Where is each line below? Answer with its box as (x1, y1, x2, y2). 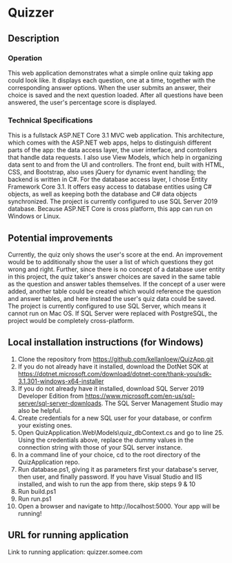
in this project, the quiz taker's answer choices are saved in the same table (8, 272, 220, 281)
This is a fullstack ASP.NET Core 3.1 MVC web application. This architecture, (8, 131, 225, 140)
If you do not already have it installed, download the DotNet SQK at (17, 362, 209, 371)
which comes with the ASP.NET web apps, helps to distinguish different (8, 138, 211, 147)
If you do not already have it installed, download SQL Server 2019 (17, 384, 204, 392)
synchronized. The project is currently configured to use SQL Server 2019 (8, 197, 218, 205)
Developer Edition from (17, 391, 84, 400)
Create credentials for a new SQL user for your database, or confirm (17, 414, 213, 422)
